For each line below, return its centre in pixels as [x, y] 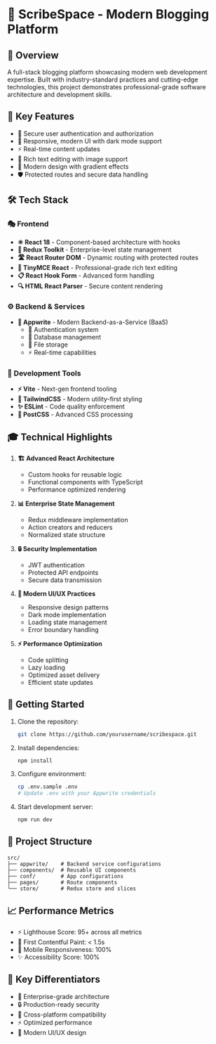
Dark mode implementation [67, 614]
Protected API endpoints [63, 572]
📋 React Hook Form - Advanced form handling [86, 275]
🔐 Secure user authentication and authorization [86, 134]
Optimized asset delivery [64, 675]
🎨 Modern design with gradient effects [73, 166]
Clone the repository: [48, 721]
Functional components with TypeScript [86, 482]
